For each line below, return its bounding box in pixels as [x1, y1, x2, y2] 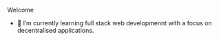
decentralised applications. [17, 27, 94, 34]
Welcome [7, 6, 34, 14]
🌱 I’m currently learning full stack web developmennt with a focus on [17, 19, 212, 27]
